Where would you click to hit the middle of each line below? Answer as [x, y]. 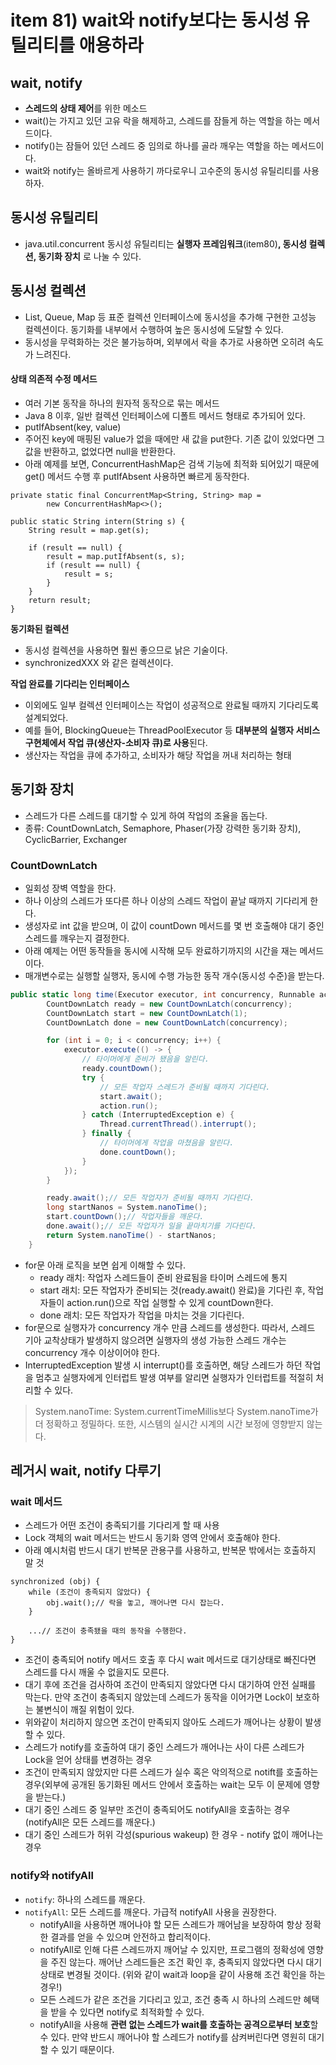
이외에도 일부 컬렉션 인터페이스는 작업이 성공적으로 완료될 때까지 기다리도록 [172, 705]
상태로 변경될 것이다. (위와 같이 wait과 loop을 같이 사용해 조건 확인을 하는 [182, 1974]
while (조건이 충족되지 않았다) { [89, 1592]
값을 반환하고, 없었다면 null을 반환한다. [100, 451]
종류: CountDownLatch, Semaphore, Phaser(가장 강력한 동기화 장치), [163, 828]
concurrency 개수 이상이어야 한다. [92, 1352]
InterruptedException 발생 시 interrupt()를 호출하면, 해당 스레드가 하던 [163, 1365]
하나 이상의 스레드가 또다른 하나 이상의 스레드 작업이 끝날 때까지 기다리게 [166, 900]
